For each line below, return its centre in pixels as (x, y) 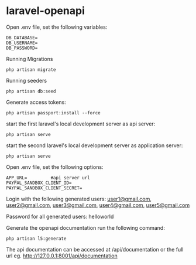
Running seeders (27, 80)
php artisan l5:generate (36, 239)
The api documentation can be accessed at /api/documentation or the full (95, 249)
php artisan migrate (31, 69)
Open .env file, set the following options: (55, 167)
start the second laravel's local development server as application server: (94, 145)
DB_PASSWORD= (22, 48)
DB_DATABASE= (22, 38)
